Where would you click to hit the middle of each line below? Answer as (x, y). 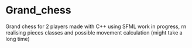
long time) (18, 39)
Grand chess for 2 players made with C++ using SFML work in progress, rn (96, 26)
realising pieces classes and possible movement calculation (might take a (94, 32)
